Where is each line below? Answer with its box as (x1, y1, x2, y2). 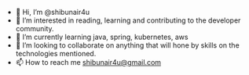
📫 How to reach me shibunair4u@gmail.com (15, 58, 162, 66)
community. (15, 24, 54, 33)
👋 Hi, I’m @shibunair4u (15, 8, 90, 16)
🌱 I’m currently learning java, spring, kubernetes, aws (15, 32, 189, 41)
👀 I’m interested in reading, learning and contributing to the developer (15, 16, 241, 25)
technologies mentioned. (15, 49, 97, 58)
